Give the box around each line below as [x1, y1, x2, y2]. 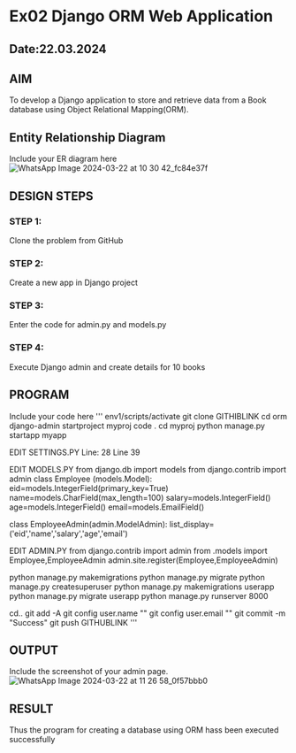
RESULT [9, 701, 54, 716]
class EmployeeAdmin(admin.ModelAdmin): [9, 519, 168, 529]
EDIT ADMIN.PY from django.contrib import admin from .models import [9, 545, 268, 556]
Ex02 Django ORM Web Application [9, 6, 274, 27]
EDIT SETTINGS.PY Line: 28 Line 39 [9, 447, 140, 457]
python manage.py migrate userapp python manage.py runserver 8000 [9, 590, 269, 601]
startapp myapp [9, 429, 67, 440]
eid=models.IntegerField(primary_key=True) [9, 482, 170, 493]
